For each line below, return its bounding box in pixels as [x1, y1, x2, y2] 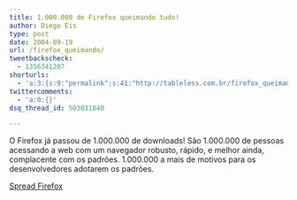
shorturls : [9, 71, 49, 80]
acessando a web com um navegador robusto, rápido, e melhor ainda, [9, 145, 265, 156]
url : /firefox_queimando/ [9, 46, 104, 55]
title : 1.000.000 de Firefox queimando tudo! [9, 12, 179, 22]
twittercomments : [9, 87, 73, 96]
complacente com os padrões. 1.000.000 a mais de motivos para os [9, 154, 256, 165]
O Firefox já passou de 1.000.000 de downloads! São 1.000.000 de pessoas [9, 135, 285, 146]
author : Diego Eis [9, 21, 77, 30]
